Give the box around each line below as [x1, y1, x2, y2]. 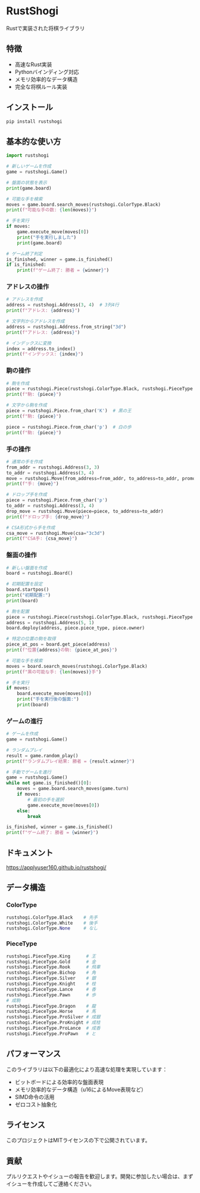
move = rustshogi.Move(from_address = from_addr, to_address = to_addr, [6, 475, 180, 481]
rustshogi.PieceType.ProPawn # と [6, 1030, 96, 1037]
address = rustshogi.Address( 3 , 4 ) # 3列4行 [6, 302, 120, 308]
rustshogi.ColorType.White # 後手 [6, 920, 98, 926]
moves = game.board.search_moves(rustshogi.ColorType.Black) [6, 202, 161, 207]
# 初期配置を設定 [6, 581, 43, 587]
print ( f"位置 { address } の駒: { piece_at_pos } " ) [6, 647, 118, 653]
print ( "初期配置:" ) [6, 592, 51, 599]
